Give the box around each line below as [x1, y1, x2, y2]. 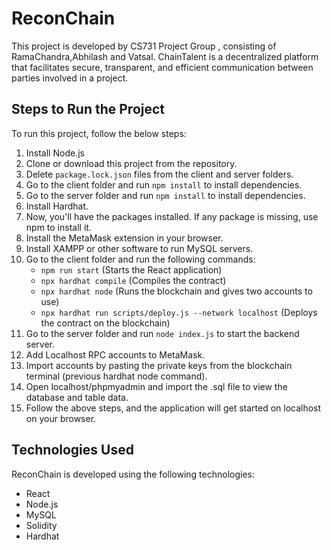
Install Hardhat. [25, 200, 89, 212]
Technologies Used [11, 442, 134, 459]
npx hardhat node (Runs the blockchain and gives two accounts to [40, 285, 313, 297]
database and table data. [25, 391, 129, 403]
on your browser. [25, 412, 97, 424]
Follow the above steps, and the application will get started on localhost [25, 402, 322, 414]
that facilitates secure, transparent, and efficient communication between [11, 61, 314, 73]
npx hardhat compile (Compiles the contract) [40, 274, 227, 286]
